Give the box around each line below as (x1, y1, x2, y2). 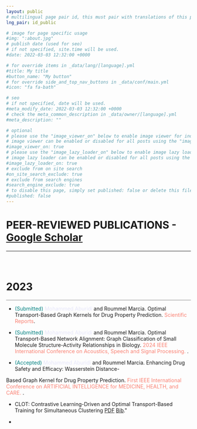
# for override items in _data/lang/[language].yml (6, 62, 135, 68)
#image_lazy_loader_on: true (6, 160, 77, 166)
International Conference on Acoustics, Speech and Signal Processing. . (14, 347, 189, 354)
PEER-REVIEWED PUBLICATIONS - (6, 219, 177, 232)
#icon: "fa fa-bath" (6, 85, 57, 91)
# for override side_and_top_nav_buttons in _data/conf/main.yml (6, 79, 169, 85)
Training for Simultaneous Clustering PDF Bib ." (14, 407, 128, 414)
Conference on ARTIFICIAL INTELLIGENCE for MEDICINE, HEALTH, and (6, 383, 179, 390)
